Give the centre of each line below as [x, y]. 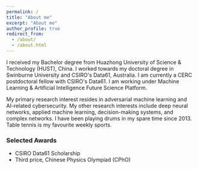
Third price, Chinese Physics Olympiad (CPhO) [73, 160]
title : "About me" [29, 17]
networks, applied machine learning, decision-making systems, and [90, 112]
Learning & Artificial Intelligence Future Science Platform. [77, 87]
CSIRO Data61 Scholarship [48, 153]
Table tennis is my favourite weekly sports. [59, 125]
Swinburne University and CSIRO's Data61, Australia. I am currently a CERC [99, 75]
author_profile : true [33, 28]
